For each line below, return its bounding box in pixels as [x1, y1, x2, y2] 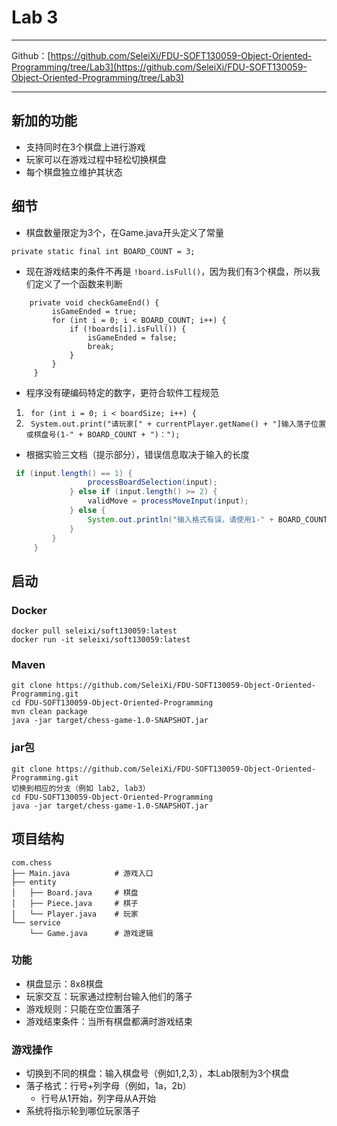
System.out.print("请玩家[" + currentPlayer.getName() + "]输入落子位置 [30, 419, 327, 429]
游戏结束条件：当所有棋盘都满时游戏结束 [25, 1015, 193, 1027]
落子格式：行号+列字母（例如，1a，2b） [25, 1080, 192, 1092]
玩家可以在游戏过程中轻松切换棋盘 [25, 153, 167, 165]
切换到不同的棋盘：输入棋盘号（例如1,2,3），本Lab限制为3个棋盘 [25, 1067, 290, 1080]
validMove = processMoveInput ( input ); [87, 496, 249, 506]
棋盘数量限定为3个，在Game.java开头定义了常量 [25, 226, 224, 238]
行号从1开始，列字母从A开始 [40, 1092, 156, 1105]
